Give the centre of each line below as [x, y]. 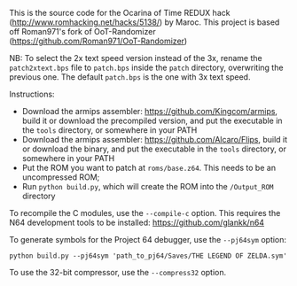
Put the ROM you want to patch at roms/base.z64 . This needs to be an [149, 168]
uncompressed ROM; [61, 177]
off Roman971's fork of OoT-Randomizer [83, 31]
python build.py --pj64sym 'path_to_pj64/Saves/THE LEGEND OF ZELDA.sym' [148, 256]
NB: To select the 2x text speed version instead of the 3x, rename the [136, 58]
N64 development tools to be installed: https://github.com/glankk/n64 [137, 222]
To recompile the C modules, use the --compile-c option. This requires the [145, 213]
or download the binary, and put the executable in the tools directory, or [154, 149]
